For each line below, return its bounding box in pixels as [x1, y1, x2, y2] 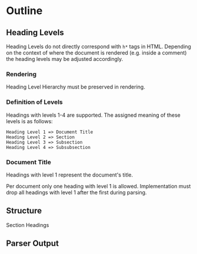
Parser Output [6, 239, 59, 249]
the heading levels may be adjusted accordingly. [6, 56, 123, 62]
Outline [6, 4, 43, 18]
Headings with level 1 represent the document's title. [6, 171, 133, 178]
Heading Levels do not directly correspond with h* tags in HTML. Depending [6, 43, 191, 50]
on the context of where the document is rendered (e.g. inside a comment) [6, 49, 187, 56]
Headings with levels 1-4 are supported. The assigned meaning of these [6, 111, 181, 118]
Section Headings [6, 221, 49, 228]
